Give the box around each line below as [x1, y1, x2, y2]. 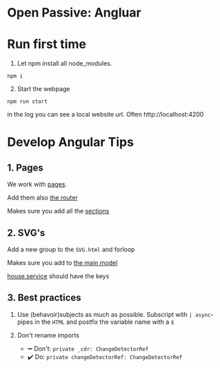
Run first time [7, 37, 86, 52]
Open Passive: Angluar [7, 5, 141, 21]
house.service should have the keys [7, 271, 110, 280]
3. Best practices [7, 292, 81, 304]
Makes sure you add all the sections [7, 207, 110, 215]
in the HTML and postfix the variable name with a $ [34, 318, 174, 326]
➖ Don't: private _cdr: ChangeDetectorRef [27, 344, 149, 353]
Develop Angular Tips [7, 135, 134, 150]
